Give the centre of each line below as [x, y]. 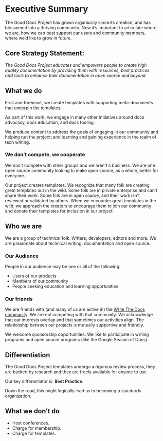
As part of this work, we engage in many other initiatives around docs [75, 117]
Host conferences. [31, 423]
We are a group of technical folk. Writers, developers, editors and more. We [81, 238]
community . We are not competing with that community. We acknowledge [79, 315]
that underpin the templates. [33, 108]
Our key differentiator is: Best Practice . [44, 382]
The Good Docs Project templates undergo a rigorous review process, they [80, 367]
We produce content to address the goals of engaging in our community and [82, 132]
